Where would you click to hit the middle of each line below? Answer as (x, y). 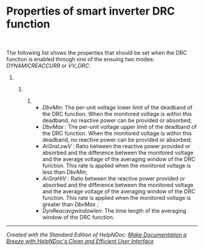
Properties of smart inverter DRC (90, 11)
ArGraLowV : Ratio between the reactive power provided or (116, 146)
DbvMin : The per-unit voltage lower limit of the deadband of (117, 107)
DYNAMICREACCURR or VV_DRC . (49, 66)
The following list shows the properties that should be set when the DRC (97, 52)
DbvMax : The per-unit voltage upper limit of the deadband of (120, 126)
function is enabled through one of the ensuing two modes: (80, 59)
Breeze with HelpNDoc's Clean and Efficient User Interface (80, 241)
